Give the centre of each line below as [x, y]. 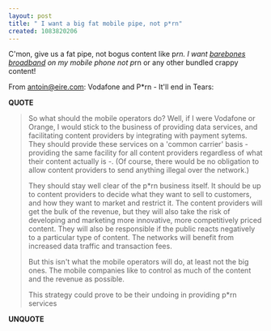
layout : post [30, 16]
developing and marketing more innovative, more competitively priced [145, 221]
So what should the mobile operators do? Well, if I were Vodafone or [142, 118]
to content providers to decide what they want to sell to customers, [140, 195]
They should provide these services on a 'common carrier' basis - [138, 144]
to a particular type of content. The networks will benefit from [131, 238]
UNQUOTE [26, 319]
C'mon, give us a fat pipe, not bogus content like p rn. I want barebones [127, 54]
